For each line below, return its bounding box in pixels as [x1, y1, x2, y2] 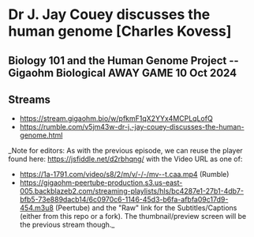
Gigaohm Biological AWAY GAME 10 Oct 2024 [8, 66, 237, 80]
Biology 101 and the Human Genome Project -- [8, 54, 239, 67]
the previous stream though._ [19, 220, 115, 230]
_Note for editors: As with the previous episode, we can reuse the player [8, 146, 243, 156]
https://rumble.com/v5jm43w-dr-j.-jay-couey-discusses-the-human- [19, 122, 245, 132]
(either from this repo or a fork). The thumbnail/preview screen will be [19, 212, 247, 221]
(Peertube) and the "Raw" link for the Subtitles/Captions [54, 203, 237, 213]
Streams [8, 92, 51, 106]
